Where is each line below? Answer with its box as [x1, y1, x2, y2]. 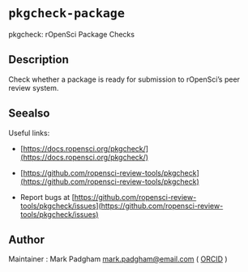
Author [8, 232, 45, 246]
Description [8, 53, 69, 66]
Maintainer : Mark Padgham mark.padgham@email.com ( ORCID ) [8, 254, 229, 264]
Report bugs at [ [19, 192, 75, 202]
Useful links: [8, 128, 50, 138]
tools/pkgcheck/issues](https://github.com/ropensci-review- [19, 201, 224, 210]
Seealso [8, 107, 50, 121]
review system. [8, 83, 59, 92]
